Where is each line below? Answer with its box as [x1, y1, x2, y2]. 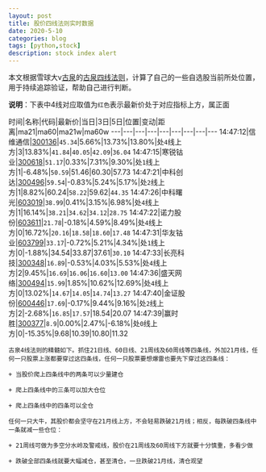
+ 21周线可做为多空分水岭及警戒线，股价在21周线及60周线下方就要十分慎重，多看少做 [8, 441, 254, 449]
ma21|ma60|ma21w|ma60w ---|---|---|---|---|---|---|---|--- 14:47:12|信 [17, 127, 256, 136]
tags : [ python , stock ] [8, 42, 81, 50]
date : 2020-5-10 [8, 27, 63, 35]
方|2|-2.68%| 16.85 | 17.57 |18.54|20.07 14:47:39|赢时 [8, 308, 179, 318]
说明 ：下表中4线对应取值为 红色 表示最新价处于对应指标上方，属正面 [8, 100, 230, 109]
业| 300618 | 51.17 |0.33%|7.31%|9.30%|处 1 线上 [8, 157, 160, 166]
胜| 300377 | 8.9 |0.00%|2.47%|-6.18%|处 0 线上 [8, 319, 159, 328]
